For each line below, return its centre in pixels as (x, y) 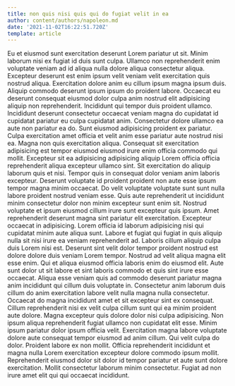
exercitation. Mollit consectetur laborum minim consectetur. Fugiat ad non (114, 368)
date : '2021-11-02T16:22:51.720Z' (58, 27)
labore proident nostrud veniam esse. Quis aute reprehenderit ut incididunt (116, 196)
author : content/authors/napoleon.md (63, 20)
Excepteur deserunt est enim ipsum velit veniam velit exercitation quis (109, 76)
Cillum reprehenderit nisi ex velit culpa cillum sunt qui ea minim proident (112, 308)
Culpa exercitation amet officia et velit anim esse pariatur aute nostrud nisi (115, 136)
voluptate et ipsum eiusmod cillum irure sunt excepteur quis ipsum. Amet (113, 211)
